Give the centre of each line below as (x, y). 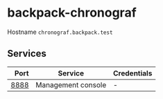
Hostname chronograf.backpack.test (60, 32)
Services (27, 54)
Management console (71, 84)
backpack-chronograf (72, 13)
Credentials (133, 73)
